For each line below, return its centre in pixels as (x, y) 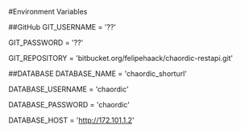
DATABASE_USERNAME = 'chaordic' (69, 89)
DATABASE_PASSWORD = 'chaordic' (69, 105)
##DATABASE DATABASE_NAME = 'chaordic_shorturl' (98, 74)
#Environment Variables (48, 12)
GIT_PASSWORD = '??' (46, 42)
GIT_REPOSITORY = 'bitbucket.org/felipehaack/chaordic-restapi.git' (121, 58)
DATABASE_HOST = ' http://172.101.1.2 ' (71, 120)
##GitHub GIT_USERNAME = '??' (62, 27)
